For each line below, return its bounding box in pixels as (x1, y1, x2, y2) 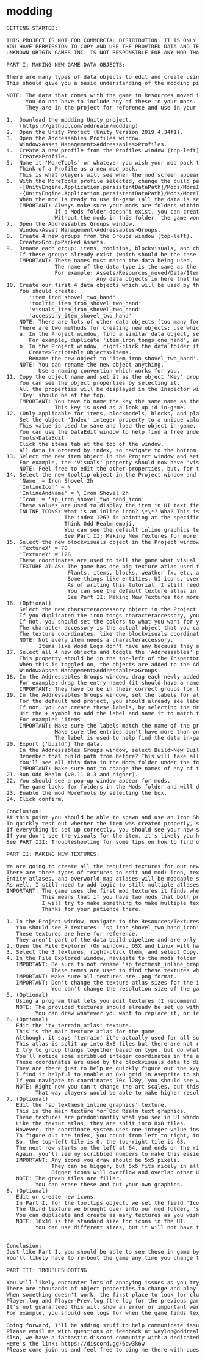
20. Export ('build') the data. (6, 740, 103, 747)
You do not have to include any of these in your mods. (25, 98, 196, 105)
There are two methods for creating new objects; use (19, 324, 184, 331)
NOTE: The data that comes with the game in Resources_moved (6, 92, 193, 99)
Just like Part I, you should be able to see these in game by (6, 1248, 200, 1255)
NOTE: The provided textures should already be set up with (16, 1003, 200, 1010)
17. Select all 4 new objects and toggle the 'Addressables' (6, 649, 193, 655)
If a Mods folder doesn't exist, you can (54, 208, 181, 215)
